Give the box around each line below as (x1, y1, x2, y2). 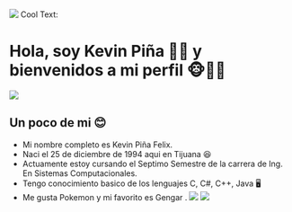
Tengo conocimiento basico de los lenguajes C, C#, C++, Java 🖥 (22, 178, 261, 189)
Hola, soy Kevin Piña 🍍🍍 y (9, 41, 202, 62)
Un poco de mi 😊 (9, 115, 107, 130)
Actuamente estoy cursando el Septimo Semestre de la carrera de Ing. (22, 158, 283, 169)
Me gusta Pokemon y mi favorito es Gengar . (22, 191, 188, 202)
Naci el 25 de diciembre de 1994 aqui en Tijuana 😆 (22, 148, 212, 159)
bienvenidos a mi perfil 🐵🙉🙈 (9, 60, 226, 81)
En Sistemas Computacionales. (22, 167, 137, 179)
